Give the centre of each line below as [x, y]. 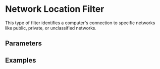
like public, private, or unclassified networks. [51, 28]
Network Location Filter [55, 9]
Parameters [24, 44]
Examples [21, 60]
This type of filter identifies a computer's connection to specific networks [80, 23]
